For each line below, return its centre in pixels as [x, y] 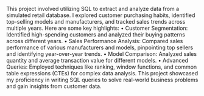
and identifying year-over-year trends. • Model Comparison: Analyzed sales [101, 54]
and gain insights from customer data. [54, 86]
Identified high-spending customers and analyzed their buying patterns [96, 35]
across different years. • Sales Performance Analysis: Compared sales [95, 41]
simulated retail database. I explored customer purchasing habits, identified [101, 15]
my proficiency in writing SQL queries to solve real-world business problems [102, 80]
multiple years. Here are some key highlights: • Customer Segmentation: [97, 28]
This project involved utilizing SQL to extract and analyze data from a [93, 9]
